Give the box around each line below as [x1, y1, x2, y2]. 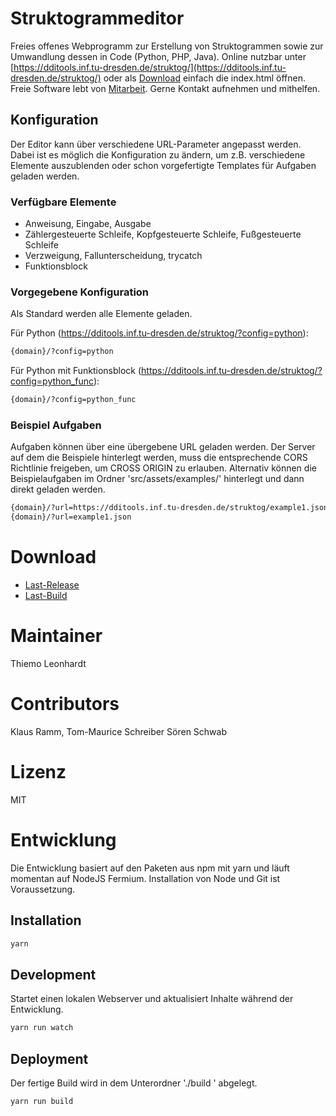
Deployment [10, 1050, 89, 1067]
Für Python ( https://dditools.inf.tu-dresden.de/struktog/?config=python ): [10, 327, 309, 339]
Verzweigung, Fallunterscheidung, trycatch [24, 250, 203, 262]
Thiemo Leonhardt [10, 658, 87, 670]
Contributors [10, 693, 120, 716]
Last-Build [24, 590, 68, 602]
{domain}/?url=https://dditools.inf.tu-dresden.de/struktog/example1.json [10, 503, 329, 513]
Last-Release [24, 579, 80, 591]
